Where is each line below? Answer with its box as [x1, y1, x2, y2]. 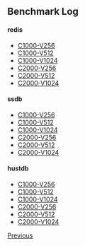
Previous [7, 231, 33, 240]
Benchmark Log [7, 6, 79, 18]
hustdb [7, 164, 29, 172]
